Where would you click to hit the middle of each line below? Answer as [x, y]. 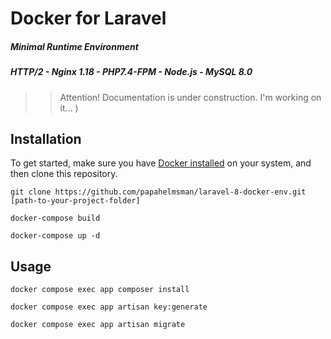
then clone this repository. [64, 174]
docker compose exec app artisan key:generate [109, 307]
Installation [46, 138]
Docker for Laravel [88, 18]
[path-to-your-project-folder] [75, 201]
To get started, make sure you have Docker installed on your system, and [161, 163]
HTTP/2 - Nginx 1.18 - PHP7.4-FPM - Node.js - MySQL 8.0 [131, 72]
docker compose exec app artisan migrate [98, 325]
